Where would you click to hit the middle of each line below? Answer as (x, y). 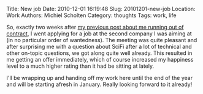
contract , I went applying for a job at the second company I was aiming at (99, 34)
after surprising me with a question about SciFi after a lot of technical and (99, 46)
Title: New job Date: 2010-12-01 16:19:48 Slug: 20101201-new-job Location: (101, 9)
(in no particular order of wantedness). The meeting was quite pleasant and (102, 40)
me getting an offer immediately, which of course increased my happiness (100, 60)
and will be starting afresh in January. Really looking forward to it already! (99, 84)
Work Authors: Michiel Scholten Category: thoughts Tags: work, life (91, 15)
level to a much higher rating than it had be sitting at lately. (80, 66)
